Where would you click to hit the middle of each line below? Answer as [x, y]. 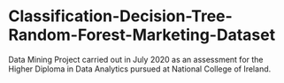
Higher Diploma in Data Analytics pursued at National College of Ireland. [140, 69]
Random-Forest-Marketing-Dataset [142, 35]
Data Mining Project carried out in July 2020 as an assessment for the [136, 59]
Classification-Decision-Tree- [121, 16]
